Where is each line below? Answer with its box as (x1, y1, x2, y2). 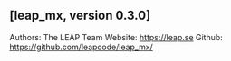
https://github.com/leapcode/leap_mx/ (9, 41, 154, 52)
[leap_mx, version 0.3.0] (9, 8, 151, 23)
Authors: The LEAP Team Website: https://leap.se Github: (9, 31, 224, 42)
